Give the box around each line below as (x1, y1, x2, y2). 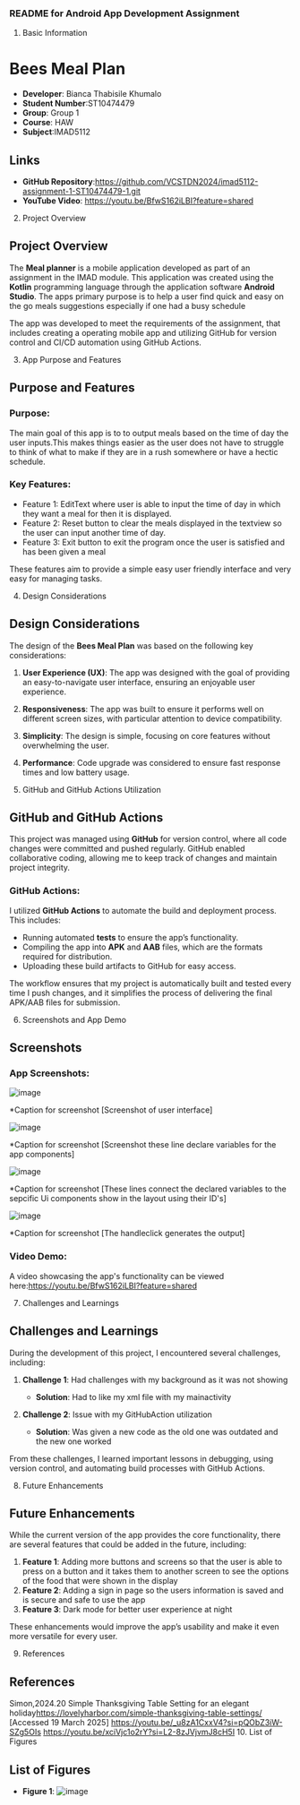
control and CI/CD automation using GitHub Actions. (9, 337, 201, 348)
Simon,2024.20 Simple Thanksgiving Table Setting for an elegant (9, 1698, 250, 1709)
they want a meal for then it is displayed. (21, 508, 172, 519)
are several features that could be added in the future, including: (9, 1539, 247, 1550)
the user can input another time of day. (21, 527, 167, 537)
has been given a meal (21, 546, 106, 557)
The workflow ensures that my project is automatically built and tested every (9, 977, 292, 988)
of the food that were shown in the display (21, 1576, 178, 1586)
